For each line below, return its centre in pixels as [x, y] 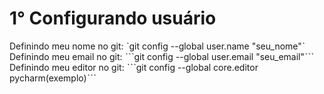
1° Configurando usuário [113, 18]
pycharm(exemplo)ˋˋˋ [53, 78]
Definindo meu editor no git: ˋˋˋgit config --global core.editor [134, 67]
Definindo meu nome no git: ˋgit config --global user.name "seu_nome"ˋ [157, 46]
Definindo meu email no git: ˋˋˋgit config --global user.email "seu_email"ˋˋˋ [162, 56]
